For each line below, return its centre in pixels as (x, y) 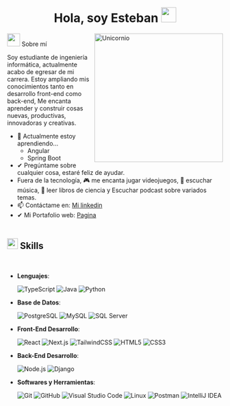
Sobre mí (34, 44)
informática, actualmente (42, 64)
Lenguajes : (33, 276)
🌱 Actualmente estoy (46, 136)
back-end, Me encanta (39, 101)
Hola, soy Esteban (106, 18)
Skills (31, 246)
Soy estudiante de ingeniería (47, 57)
